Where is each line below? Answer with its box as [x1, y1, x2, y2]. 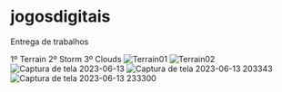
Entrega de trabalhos [10, 36, 89, 47]
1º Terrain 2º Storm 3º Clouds [10, 53, 122, 64]
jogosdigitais [10, 6, 111, 27]
